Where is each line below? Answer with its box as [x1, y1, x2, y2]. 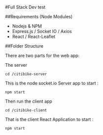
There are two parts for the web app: [5, 53, 80, 58]
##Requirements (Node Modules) [5, 14, 73, 19]
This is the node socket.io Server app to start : [5, 81, 99, 86]
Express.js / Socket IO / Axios [12, 28, 72, 34]
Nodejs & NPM [12, 23, 42, 29]
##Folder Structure [5, 43, 44, 49]
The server [5, 62, 27, 68]
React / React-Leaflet [12, 34, 55, 39]
